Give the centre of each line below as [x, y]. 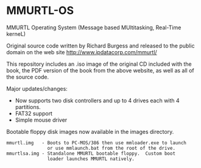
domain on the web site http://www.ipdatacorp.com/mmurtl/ [82, 52]
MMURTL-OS [40, 11]
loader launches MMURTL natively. [91, 159]
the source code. [28, 77]
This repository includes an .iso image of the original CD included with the [99, 64]
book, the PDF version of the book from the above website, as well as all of [100, 70]
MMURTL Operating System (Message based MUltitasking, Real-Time [94, 27]
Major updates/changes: [37, 88]
